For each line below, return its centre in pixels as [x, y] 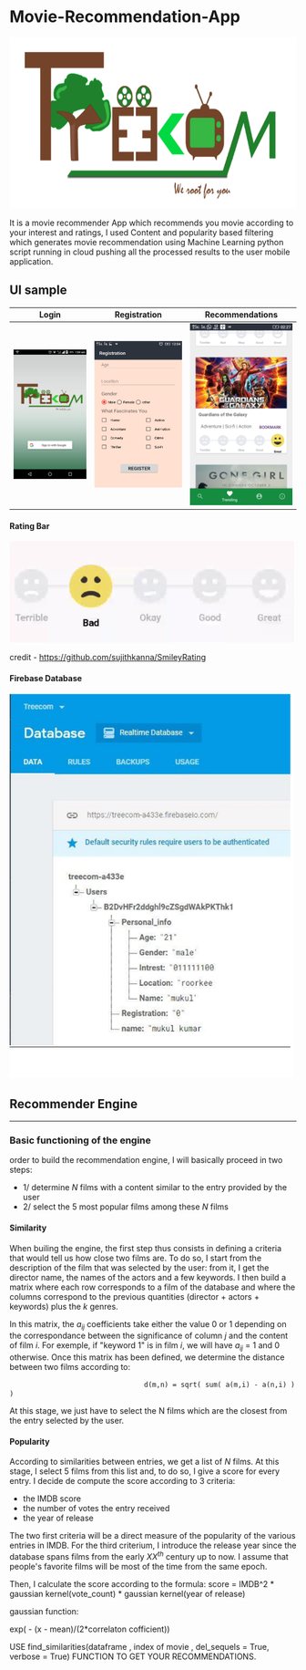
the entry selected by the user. [67, 1421]
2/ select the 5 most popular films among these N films [126, 1207]
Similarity [28, 1228]
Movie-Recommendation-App [125, 17]
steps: [21, 1170]
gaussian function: [44, 1612]
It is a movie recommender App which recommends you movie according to [152, 223]
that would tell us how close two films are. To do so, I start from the [136, 1258]
